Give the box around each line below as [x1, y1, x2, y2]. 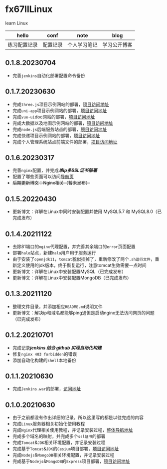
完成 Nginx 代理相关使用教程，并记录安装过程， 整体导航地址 [12, 427, 133, 433]
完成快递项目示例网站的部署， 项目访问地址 [12, 132, 100, 138]
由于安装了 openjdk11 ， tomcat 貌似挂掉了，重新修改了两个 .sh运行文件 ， [12, 256, 156, 262]
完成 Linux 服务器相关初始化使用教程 [12, 421, 85, 427]
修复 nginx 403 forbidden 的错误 [12, 351, 77, 357]
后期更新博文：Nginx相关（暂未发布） [12, 180, 91, 186]
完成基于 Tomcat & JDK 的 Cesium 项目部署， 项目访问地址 [12, 446, 119, 452]
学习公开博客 [102, 41, 133, 48]
